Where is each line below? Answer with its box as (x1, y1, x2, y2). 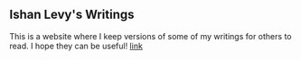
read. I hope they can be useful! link (9, 40, 143, 51)
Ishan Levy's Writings (9, 7, 135, 22)
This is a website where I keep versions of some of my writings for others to (9, 30, 292, 41)
